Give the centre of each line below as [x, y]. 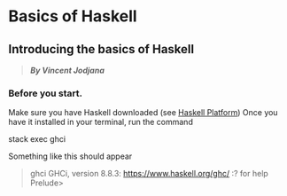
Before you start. [46, 93]
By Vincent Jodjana [67, 70]
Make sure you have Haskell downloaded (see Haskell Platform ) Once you [143, 113]
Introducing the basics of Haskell [101, 49]
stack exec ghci [37, 139]
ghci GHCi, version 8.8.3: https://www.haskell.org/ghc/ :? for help [149, 174]
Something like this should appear [70, 156]
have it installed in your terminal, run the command [101, 122]
